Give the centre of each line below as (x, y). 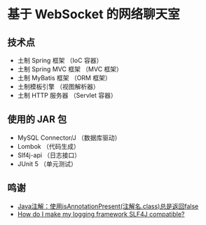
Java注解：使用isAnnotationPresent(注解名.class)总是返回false (108, 206)
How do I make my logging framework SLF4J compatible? (101, 214)
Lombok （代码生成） (48, 146)
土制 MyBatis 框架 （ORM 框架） (64, 78)
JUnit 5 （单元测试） (47, 164)
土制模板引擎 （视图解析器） (58, 87)
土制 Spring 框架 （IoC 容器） (60, 60)
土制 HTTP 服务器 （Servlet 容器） (67, 95)
